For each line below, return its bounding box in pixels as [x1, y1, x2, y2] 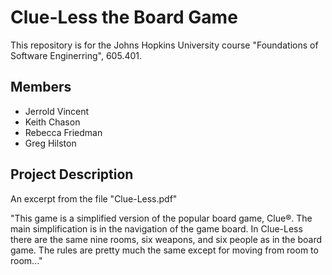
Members [10, 79, 72, 96]
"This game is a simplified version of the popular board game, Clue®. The [10, 212, 313, 224]
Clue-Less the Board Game [10, 6, 238, 29]
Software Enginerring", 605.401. [10, 49, 142, 61]
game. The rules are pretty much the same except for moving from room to [10, 244, 319, 256]
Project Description [10, 166, 134, 183]
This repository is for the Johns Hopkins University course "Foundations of [10, 39, 319, 51]
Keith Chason [24, 116, 81, 128]
